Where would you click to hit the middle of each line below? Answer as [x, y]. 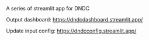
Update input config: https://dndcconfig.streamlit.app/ [71, 31]
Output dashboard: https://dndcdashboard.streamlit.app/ [74, 19]
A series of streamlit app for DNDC [48, 8]
